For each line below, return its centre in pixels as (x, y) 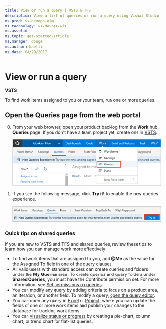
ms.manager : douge (24, 42)
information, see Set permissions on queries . (57, 285)
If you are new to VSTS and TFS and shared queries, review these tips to (79, 244)
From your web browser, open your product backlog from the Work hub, (85, 127)
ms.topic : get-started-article (37, 36)
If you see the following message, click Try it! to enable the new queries (85, 194)
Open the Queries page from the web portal (73, 115)
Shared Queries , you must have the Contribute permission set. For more (85, 279)
